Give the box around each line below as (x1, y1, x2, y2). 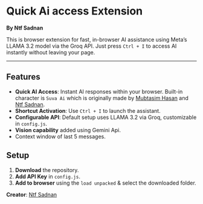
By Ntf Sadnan (6, 24, 43, 31)
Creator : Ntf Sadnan (6, 191, 57, 198)
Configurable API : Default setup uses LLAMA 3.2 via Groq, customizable (14, 113, 197, 121)
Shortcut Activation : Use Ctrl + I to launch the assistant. (14, 107, 161, 114)
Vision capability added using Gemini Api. (14, 126, 121, 133)
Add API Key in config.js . (14, 173, 80, 180)
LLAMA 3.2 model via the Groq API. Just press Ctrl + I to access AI (6, 42, 177, 49)
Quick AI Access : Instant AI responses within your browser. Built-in (14, 88, 183, 95)
